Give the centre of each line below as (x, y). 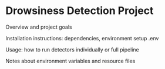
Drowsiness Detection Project (80, 11)
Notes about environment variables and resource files (70, 61)
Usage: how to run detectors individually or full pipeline (72, 49)
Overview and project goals (39, 27)
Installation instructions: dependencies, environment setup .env (82, 38)
